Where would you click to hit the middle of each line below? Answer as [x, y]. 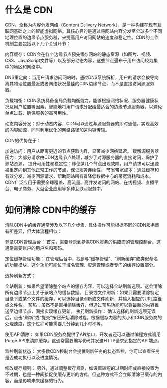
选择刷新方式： [20, 275]
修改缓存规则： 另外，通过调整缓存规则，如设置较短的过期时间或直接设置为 [82, 368]
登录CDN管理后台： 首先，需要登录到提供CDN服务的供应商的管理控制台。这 [83, 242]
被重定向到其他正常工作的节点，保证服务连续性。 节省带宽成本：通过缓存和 [82, 170]
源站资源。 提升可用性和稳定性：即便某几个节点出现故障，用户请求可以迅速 [82, 163]
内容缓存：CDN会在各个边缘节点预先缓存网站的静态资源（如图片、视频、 [80, 54]
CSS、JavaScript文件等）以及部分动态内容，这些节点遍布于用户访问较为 [79, 60]
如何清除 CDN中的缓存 [51, 210]
